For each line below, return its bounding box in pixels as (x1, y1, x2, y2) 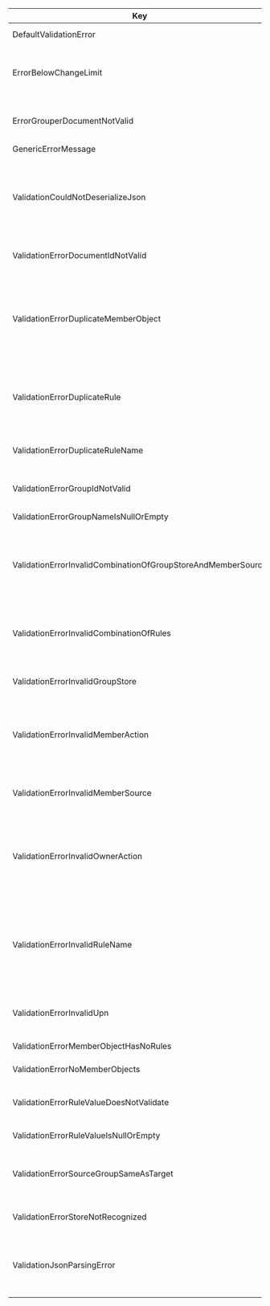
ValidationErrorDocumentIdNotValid (12, 250, 147, 260)
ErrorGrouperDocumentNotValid (12, 116, 134, 126)
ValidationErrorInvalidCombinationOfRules (12, 628, 171, 638)
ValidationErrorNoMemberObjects (12, 1064, 141, 1075)
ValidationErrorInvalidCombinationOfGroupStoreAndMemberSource (12, 559, 268, 570)
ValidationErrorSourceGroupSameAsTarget (12, 1169, 174, 1179)
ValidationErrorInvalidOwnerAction (12, 851, 143, 862)
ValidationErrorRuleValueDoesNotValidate (12, 1097, 170, 1107)
